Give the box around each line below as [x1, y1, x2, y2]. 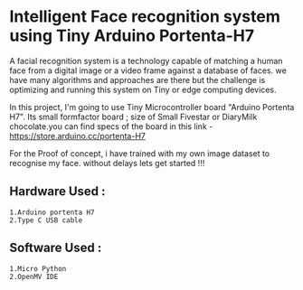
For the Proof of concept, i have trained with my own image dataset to [9, 147, 270, 159]
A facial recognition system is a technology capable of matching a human [9, 55, 283, 66]
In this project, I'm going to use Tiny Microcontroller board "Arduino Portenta [9, 101, 295, 112]
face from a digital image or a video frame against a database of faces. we [9, 65, 287, 76]
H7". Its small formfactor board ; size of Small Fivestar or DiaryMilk [9, 111, 258, 122]
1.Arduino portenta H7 [9, 208, 95, 217]
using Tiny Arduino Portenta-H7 [9, 25, 255, 46]
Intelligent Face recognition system [9, 6, 280, 27]
